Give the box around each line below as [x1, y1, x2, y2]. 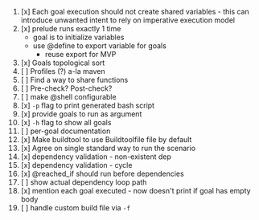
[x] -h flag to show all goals [20, 118, 112, 127]
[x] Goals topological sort [20, 58, 105, 67]
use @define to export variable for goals [32, 41, 167, 51]
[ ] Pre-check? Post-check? [20, 84, 113, 93]
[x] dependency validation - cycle [20, 161, 133, 169]
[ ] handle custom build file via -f [20, 203, 131, 212]
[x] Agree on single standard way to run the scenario [20, 144, 196, 153]
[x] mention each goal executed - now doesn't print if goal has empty [20, 186, 252, 195]
